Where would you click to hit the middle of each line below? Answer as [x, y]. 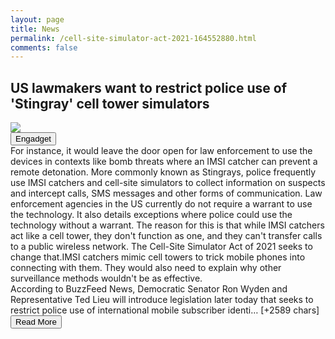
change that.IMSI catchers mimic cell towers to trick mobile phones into [158, 257]
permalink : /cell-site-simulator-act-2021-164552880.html [133, 38]
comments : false [44, 47]
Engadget [33, 139]
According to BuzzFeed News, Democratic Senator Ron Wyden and [149, 289]
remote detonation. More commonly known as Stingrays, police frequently [163, 172]
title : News [35, 29]
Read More [36, 322]
